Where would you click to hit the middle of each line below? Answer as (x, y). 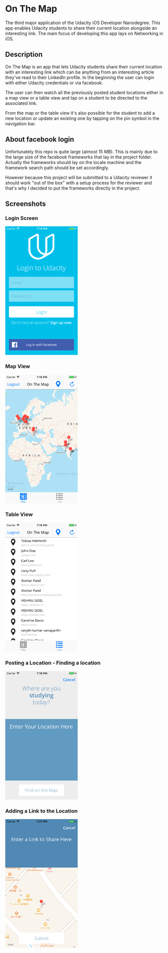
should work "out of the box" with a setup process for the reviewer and (78, 183)
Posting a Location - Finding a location (53, 663)
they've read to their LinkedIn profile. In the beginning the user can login (80, 77)
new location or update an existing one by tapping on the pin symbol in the (82, 118)
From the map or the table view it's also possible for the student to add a (80, 113)
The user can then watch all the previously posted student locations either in (84, 92)
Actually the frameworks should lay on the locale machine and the (73, 162)
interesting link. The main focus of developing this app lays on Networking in (84, 33)
